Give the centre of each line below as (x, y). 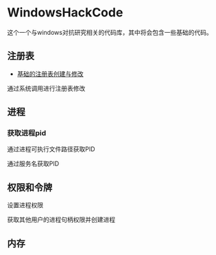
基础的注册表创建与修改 (50, 74)
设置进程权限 (25, 205)
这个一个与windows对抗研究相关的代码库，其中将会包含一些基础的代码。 (110, 32)
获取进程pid (27, 133)
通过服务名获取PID (33, 164)
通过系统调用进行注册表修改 (46, 88)
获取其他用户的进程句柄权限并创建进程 (61, 219)
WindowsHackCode (65, 13)
